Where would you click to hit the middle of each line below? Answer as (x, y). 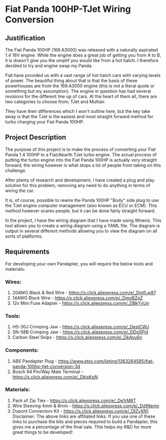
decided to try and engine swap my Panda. (49, 66)
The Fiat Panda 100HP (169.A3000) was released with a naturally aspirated (82, 50)
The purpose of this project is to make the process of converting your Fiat (81, 149)
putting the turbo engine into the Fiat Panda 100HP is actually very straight (81, 160)
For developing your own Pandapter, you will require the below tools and (79, 263)
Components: (22, 350)
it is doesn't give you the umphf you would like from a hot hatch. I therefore (82, 60)
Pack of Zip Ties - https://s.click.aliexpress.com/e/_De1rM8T (74, 400)
